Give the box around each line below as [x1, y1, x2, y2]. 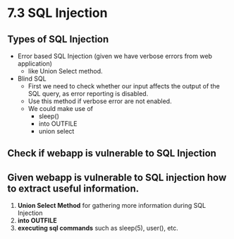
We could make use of [27, 105, 94, 112]
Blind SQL [17, 74, 47, 83]
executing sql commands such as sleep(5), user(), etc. [17, 224, 178, 233]
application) [17, 59, 53, 68]
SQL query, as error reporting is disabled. [27, 90, 149, 98]
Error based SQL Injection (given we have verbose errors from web [17, 52, 213, 60]
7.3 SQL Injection [7, 5, 108, 21]
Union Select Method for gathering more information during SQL [17, 202, 207, 210]
